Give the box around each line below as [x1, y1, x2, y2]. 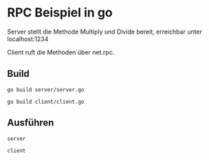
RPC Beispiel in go [7, 5, 113, 21]
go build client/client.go [7, 98, 85, 105]
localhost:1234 [7, 34, 49, 43]
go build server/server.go [7, 86, 85, 93]
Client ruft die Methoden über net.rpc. [7, 48, 115, 56]
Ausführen [7, 117, 54, 128]
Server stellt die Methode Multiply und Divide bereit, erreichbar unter [7, 27, 203, 36]
